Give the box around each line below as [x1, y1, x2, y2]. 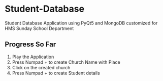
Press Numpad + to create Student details [12, 70, 100, 76]
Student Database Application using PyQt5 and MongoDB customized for [5, 20, 158, 26]
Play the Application [12, 53, 54, 60]
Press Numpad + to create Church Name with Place [12, 59, 120, 65]
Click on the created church [12, 64, 71, 70]
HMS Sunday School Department [5, 25, 74, 31]
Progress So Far [5, 40, 56, 49]
